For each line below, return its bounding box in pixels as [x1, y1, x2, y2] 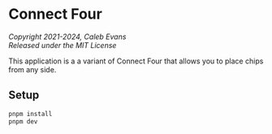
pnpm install [8, 110, 53, 118]
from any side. [8, 64, 57, 74]
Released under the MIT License [8, 40, 117, 50]
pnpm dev [8, 117, 38, 126]
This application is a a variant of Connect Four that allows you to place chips [8, 56, 264, 66]
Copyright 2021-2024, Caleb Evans [8, 32, 127, 41]
